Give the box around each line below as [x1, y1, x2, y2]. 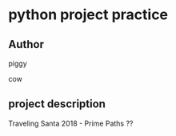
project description [8, 98, 106, 111]
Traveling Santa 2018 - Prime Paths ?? [8, 118, 134, 128]
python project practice [8, 6, 169, 24]
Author [8, 38, 44, 51]
